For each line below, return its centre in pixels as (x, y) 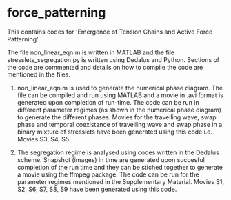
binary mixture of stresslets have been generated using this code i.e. (114, 132)
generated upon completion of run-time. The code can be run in (108, 102)
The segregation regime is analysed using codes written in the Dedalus (118, 152)
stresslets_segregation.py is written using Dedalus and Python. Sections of (113, 59)
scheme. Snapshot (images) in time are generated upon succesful (111, 159)
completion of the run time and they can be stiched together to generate (120, 167)
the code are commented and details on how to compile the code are (105, 67)
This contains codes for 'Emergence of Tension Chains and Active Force (110, 32)
